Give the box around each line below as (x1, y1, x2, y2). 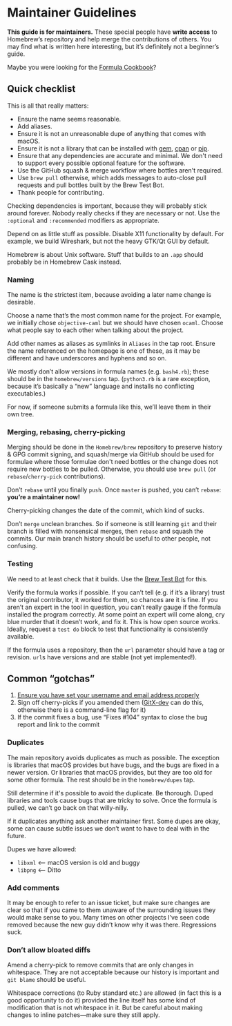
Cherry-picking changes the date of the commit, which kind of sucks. (7, 506, 205, 515)
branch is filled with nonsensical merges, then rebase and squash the (7, 527, 204, 536)
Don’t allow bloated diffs (7, 945, 91, 954)
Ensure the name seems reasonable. (17, 115, 122, 123)
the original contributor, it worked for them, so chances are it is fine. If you (7, 595, 218, 603)
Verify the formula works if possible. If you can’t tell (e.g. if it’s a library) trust (7, 588, 225, 597)
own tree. (7, 410, 35, 418)
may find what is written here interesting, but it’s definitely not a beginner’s (7, 42, 220, 50)
